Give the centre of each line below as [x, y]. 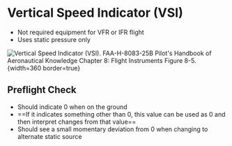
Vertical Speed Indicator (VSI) [95, 13]
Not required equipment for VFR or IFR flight [80, 32]
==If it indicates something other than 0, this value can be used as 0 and [121, 114]
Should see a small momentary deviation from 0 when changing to [113, 129]
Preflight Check [42, 90]
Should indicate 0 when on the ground [72, 107]
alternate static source [49, 136]
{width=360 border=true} [44, 68]
